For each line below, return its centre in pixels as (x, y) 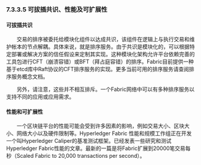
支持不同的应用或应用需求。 (40, 97)
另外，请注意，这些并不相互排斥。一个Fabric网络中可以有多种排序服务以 (106, 89)
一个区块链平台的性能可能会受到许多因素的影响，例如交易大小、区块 (100, 126)
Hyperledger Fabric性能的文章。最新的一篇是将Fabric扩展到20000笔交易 (96, 148)
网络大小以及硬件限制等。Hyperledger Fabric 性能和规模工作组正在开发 (104, 133)
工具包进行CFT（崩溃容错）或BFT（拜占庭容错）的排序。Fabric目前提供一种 (100, 62)
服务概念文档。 (30, 77)
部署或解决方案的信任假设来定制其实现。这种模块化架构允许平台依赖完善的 (103, 54)
